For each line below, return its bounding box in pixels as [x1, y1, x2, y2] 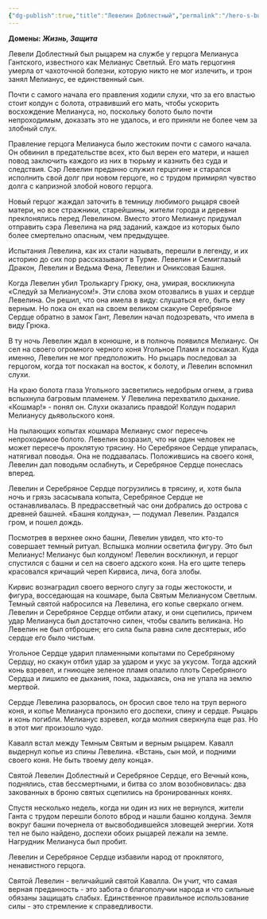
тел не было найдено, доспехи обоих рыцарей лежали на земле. [8, 828, 229, 838]
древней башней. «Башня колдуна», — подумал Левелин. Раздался [8, 508, 239, 518]
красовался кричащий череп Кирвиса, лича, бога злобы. [8, 567, 203, 576]
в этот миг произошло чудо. [8, 722, 103, 732]
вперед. [8, 468, 36, 477]
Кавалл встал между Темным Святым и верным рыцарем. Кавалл [8, 738, 234, 748]
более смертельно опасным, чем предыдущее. [8, 230, 170, 239]
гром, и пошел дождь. [8, 517, 83, 527]
